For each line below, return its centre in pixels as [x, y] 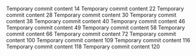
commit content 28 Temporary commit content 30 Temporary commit [91, 15]
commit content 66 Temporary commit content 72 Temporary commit [91, 34]
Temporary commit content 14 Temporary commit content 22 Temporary [95, 9]
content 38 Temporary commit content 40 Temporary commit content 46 [96, 21]
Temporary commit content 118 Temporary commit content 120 [83, 46]
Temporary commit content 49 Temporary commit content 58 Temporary [96, 27]
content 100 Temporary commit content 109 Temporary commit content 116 [98, 40]
